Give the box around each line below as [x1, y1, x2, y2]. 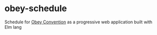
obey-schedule [4, 3, 67, 14]
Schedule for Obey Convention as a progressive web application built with [4, 19, 153, 25]
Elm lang [4, 24, 22, 30]
